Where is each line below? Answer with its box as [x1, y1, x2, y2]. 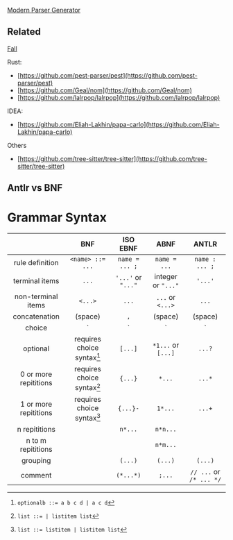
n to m [26, 436, 47, 446]
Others [7, 141, 27, 149]
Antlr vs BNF [7, 182, 63, 194]
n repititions [17, 425, 55, 434]
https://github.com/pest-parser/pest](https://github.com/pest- [19, 71, 198, 79]
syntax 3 [75, 412, 101, 423]
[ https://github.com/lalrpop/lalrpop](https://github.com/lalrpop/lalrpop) [17, 93, 221, 101]
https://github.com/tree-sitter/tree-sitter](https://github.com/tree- [19, 154, 208, 162]
